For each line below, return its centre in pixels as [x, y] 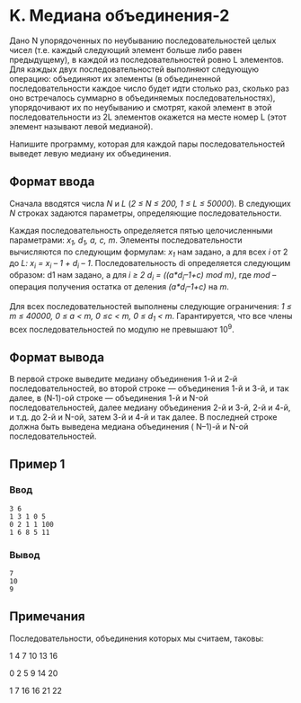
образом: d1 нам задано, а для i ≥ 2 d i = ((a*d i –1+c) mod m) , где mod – [143, 276]
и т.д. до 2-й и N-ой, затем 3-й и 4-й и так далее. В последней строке [143, 417]
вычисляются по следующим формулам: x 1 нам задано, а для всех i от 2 [149, 253]
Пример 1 [37, 464]
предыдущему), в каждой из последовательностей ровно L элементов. [147, 59]
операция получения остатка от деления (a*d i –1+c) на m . [119, 287]
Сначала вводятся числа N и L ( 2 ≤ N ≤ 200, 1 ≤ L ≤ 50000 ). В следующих [150, 203]
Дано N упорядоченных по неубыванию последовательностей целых [143, 40]
